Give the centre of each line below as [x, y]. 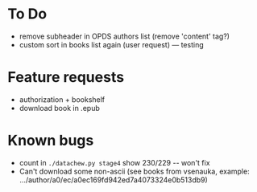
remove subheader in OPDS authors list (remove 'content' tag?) [124, 36]
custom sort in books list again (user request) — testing [111, 44]
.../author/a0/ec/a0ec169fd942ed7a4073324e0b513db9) [114, 180]
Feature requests [66, 78]
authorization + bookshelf [62, 99]
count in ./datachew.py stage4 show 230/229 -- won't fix [114, 162]
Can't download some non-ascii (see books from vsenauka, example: [135, 171]
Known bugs [51, 141]
